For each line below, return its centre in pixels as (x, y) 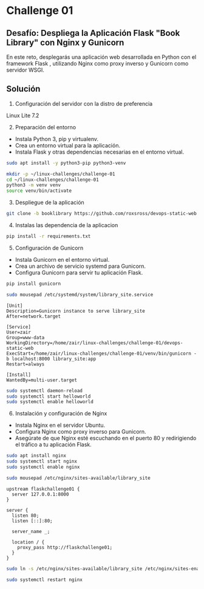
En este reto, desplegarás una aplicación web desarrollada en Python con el (101, 57)
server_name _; (31, 531)
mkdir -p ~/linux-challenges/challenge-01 (61, 174)
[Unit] (15, 305)
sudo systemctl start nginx (42, 461)
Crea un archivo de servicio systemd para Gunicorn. (80, 266)
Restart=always (25, 364)
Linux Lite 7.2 (23, 115)
